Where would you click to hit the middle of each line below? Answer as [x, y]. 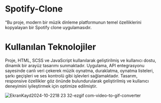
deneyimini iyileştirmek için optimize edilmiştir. [51, 86]
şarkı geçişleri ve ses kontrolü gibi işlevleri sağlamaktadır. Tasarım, [71, 75]
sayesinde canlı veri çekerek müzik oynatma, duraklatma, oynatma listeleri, [80, 71]
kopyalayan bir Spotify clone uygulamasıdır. [48, 27]
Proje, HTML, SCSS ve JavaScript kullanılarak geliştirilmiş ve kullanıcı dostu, [80, 60]
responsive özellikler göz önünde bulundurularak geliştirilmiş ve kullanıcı [77, 81]
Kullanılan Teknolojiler [51, 47]
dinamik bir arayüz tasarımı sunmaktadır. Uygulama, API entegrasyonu [75, 65]
